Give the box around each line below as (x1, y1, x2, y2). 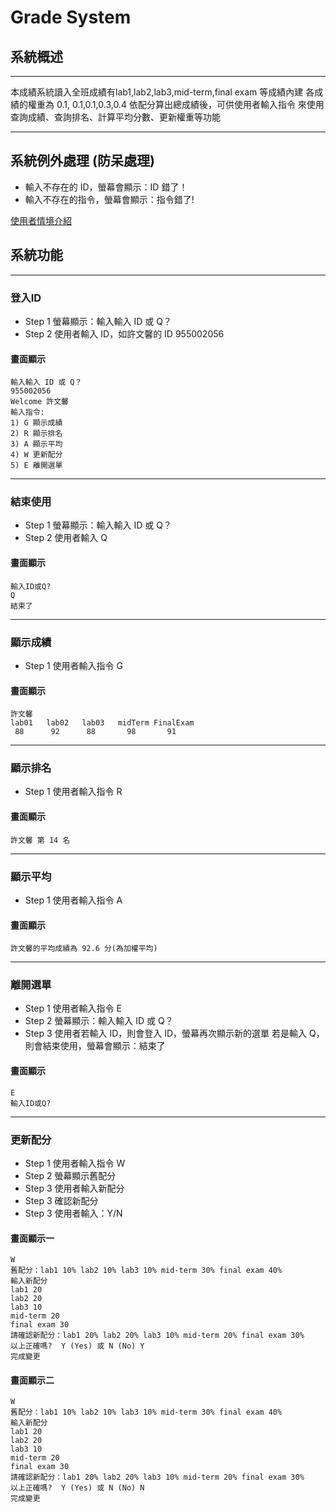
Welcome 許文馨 (10, 397, 69, 407)
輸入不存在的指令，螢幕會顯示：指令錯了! (24, 193, 195, 205)
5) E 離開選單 (10, 461, 63, 471)
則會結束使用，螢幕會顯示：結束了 (24, 1040, 166, 1052)
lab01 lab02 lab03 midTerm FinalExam (10, 718, 195, 728)
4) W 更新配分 (10, 450, 63, 460)
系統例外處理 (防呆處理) (10, 152, 155, 170)
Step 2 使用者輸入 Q (24, 532, 108, 544)
